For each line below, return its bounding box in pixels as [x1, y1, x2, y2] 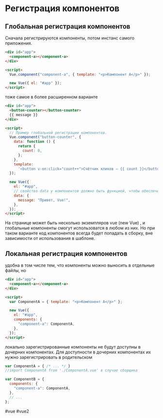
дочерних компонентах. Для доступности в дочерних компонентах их [5, 349, 151, 355]
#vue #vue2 [5, 408, 29, 414]
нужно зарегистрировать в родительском [5, 354, 93, 360]
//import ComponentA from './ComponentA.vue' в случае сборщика [5, 368, 138, 373]
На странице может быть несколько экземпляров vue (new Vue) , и [5, 220, 146, 226]
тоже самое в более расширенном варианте [5, 94, 98, 100]
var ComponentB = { [5, 377, 45, 382]
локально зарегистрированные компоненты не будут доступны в [5, 344, 141, 350]
